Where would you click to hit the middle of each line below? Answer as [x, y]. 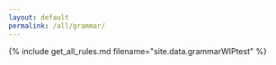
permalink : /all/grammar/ [57, 26]
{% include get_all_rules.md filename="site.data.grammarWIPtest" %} [138, 51]
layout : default [39, 17]
